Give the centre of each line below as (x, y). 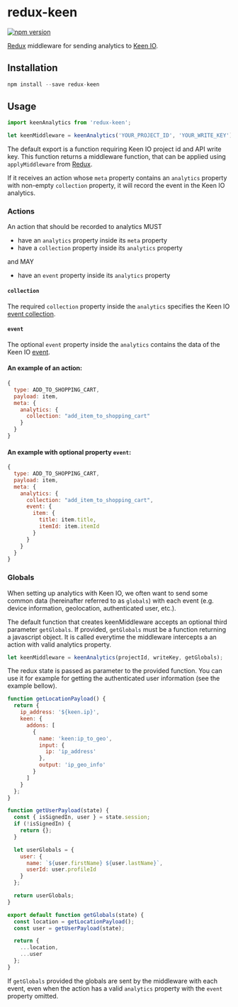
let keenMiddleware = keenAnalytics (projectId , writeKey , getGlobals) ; (115, 657)
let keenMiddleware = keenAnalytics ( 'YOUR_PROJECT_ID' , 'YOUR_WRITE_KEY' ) (120, 135)
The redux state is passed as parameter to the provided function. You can (115, 671)
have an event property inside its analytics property (94, 276)
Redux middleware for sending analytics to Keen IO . (83, 45)
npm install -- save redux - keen (53, 84)
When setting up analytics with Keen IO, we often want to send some (108, 593)
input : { (52, 745)
